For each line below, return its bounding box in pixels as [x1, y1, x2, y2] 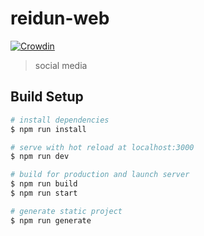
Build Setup [10, 88, 84, 106]
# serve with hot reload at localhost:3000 [10, 142, 195, 152]
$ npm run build [10, 179, 78, 189]
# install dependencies [10, 115, 110, 125]
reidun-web [10, 7, 110, 30]
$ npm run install [10, 124, 87, 134]
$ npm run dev [10, 152, 70, 162]
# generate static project [10, 206, 123, 216]
